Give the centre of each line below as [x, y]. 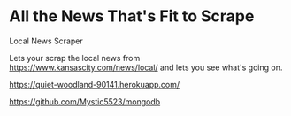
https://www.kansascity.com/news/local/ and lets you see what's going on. [146, 67]
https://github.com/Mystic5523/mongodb [85, 101]
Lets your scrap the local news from [75, 58]
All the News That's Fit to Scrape [132, 16]
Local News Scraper [46, 41]
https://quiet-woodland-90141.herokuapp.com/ [95, 84]
